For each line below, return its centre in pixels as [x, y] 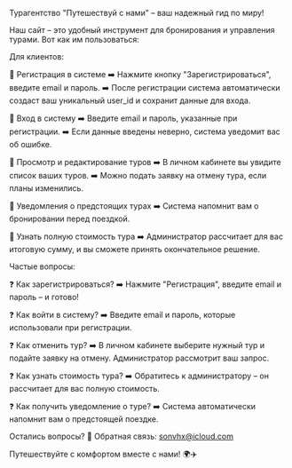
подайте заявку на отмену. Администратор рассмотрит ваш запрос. [139, 358]
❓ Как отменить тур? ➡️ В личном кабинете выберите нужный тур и [137, 345]
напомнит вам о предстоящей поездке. [84, 419]
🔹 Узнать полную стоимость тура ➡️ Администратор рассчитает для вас [146, 236]
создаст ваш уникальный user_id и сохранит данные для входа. [130, 100]
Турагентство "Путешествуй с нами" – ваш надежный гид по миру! [137, 13]
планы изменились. [47, 188]
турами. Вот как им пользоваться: [75, 40]
